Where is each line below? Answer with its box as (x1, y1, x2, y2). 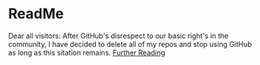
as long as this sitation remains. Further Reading (8, 48, 166, 57)
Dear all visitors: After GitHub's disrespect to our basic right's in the (8, 31, 229, 40)
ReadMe (8, 5, 64, 23)
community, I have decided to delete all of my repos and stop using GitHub (8, 39, 252, 48)
